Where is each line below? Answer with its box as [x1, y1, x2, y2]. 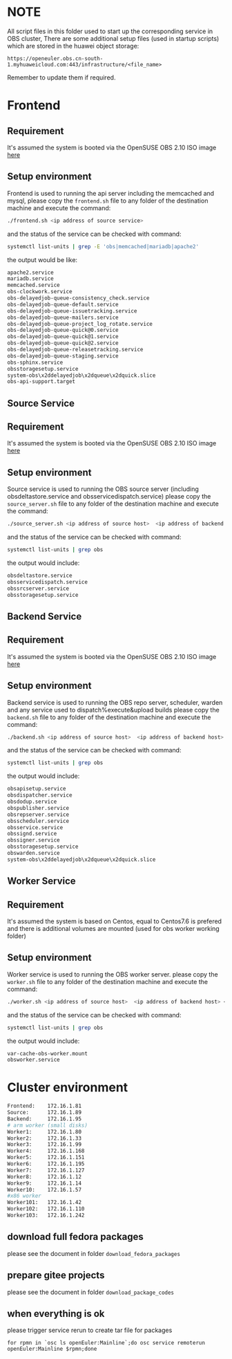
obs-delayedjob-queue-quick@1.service [7, 333, 119, 340]
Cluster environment [7, 1080, 128, 1095]
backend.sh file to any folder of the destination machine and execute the [7, 713, 211, 721]
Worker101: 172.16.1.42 [7, 1199, 81, 1206]
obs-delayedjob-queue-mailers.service [7, 314, 119, 321]
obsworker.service [7, 1056, 60, 1064]
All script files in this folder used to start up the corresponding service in [7, 27, 213, 35]
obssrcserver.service [7, 585, 70, 592]
